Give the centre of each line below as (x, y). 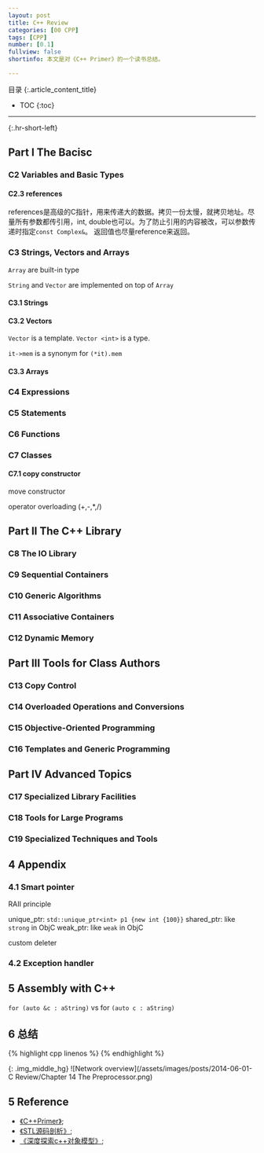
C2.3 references (35, 193)
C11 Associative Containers (61, 617)
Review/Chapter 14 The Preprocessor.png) (84, 1077)
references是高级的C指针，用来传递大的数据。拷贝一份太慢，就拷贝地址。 (128, 212)
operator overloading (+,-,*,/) (55, 506)
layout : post (29, 15)
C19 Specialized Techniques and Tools (83, 839)
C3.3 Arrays (28, 372)
